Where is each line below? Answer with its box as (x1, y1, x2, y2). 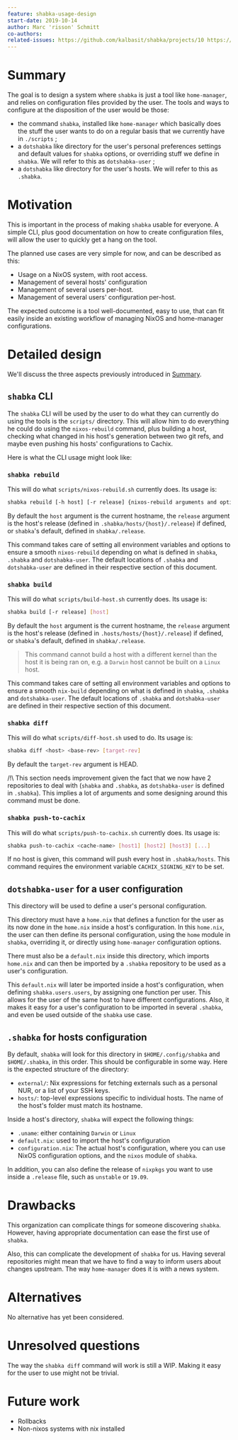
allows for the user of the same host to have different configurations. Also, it (7, 996, 229, 1004)
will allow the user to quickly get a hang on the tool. (7, 235, 157, 244)
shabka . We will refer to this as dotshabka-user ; (17, 157, 155, 166)
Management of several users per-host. (17, 285, 134, 294)
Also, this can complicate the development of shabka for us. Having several (7, 1249, 225, 1258)
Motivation (7, 197, 73, 213)
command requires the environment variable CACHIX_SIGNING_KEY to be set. (7, 862, 225, 871)
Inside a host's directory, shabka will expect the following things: (7, 1115, 194, 1123)
